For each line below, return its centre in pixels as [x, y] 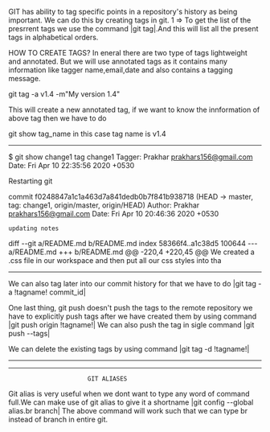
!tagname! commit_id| [50, 292]
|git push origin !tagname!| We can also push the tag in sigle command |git [131, 325]
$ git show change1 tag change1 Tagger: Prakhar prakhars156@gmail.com [131, 157]
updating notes [34, 228]
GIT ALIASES [107, 379]
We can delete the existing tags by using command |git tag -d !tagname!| [129, 349]
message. [25, 78]
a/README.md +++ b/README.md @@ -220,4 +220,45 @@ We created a [131, 252]
